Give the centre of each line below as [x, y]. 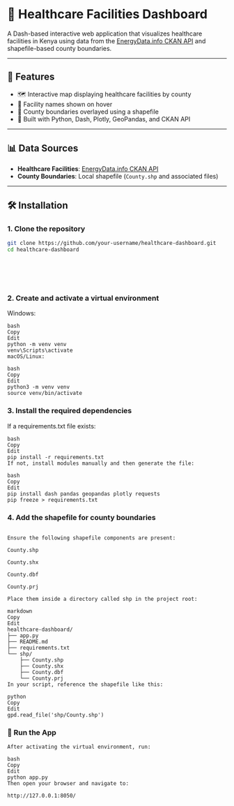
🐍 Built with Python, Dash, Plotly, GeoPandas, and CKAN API [104, 119]
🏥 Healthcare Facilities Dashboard [107, 14]
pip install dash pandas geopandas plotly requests [84, 494]
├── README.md [28, 641]
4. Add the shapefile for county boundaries [81, 517]
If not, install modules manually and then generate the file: [101, 463]
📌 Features [31, 77]
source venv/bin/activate [45, 394]
